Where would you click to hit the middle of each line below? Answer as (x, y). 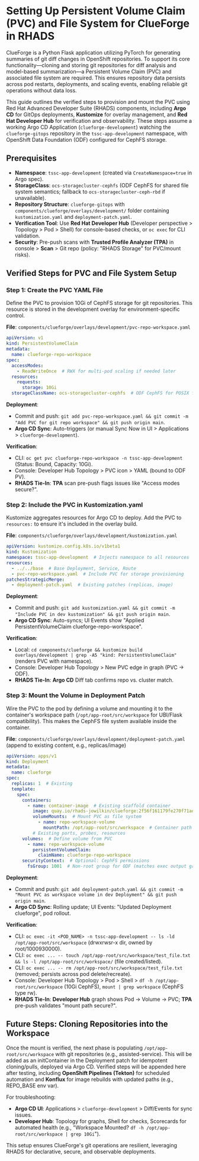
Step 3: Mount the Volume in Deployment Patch (76, 695)
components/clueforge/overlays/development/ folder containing (92, 210)
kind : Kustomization (32, 552)
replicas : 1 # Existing (42, 784)
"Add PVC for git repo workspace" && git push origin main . (90, 422)
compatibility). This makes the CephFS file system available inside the (91, 721)
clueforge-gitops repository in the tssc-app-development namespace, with (97, 133)
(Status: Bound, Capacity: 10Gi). (54, 465)
